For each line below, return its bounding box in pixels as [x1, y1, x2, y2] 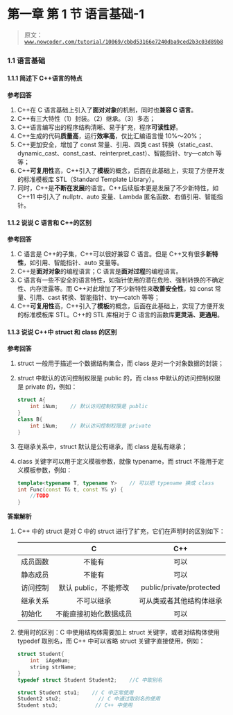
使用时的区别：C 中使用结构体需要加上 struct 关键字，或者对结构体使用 [17, 628, 220, 637]
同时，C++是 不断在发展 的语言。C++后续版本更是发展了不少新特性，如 [17, 184, 219, 192]
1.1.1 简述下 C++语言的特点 [7, 74, 83, 83]
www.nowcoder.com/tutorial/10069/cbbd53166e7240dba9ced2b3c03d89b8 [24, 38, 223, 45]
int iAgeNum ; [30, 657, 71, 664]
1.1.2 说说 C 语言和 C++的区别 [7, 218, 92, 226]
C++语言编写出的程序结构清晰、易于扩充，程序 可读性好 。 [17, 123, 182, 132]
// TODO [30, 492, 49, 500]
